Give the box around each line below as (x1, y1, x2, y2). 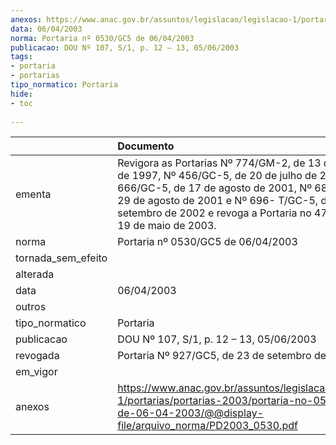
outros (15, 300, 47, 314)
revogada (15, 349, 60, 363)
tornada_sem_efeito (15, 251, 108, 265)
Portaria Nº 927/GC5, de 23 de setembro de (117, 349, 327, 363)
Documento (117, 139, 175, 153)
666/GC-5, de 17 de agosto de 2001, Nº (117, 181, 313, 195)
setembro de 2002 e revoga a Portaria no (117, 206, 312, 220)
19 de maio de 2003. (117, 219, 217, 233)
